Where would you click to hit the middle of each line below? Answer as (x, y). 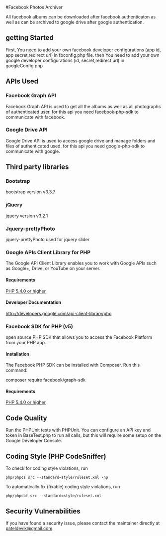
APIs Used (22, 81)
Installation (17, 354)
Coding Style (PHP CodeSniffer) (56, 456)
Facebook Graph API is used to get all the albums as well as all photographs (83, 106)
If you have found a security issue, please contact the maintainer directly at (83, 523)
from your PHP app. (26, 343)
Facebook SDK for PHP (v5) (40, 326)
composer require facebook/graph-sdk (46, 380)
